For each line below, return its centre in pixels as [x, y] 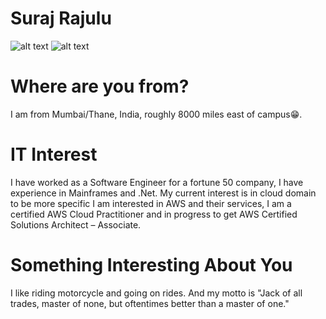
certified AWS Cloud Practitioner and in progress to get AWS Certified [154, 214]
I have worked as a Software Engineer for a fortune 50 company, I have [157, 182]
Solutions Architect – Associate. [76, 224]
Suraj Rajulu [61, 18]
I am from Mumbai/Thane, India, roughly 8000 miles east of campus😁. [156, 114]
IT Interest [54, 154]
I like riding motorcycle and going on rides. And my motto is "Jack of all [156, 293]
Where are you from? [100, 86]
